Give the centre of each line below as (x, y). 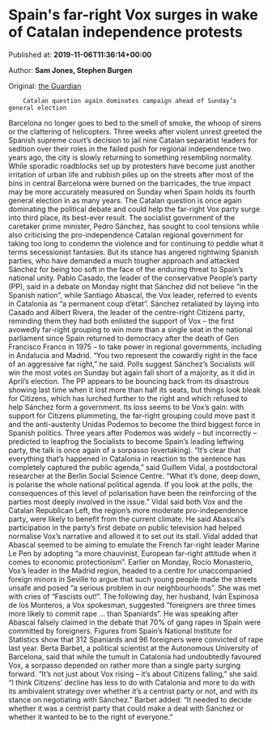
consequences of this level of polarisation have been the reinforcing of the (133, 493)
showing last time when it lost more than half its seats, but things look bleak (134, 390)
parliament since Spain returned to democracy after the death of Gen (123, 338)
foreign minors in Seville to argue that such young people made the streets (133, 579)
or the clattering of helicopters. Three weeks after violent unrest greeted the (135, 131)
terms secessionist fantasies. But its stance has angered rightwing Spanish (134, 252)
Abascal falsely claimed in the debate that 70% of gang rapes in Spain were (135, 622)
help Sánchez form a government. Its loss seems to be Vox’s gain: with (126, 407)
